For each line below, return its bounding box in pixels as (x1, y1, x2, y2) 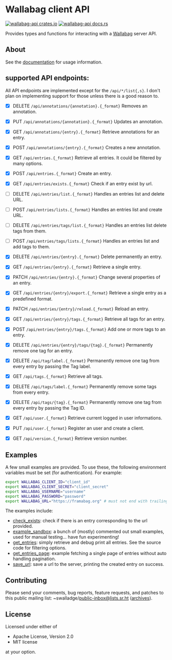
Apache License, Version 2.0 (12, 633, 74, 640)
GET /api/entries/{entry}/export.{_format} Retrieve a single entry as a (12, 290, 166, 296)
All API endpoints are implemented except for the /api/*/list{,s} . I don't (5, 87, 160, 93)
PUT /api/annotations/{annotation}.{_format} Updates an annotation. (12, 118, 163, 124)
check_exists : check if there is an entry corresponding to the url (12, 518, 147, 524)
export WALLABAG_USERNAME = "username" (5, 489, 86, 494)
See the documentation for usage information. (5, 59, 102, 65)
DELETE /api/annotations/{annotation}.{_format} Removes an (12, 102, 147, 109)
